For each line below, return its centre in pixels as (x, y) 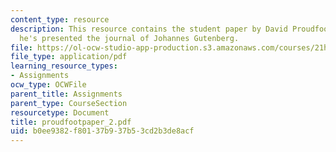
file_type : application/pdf (69, 57)
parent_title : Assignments (66, 94)
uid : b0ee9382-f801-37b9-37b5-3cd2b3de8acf (102, 131)
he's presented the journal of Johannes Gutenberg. (129, 38)
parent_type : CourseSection (69, 103)
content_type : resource (60, 19)
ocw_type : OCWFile (48, 85)
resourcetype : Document (60, 112)
